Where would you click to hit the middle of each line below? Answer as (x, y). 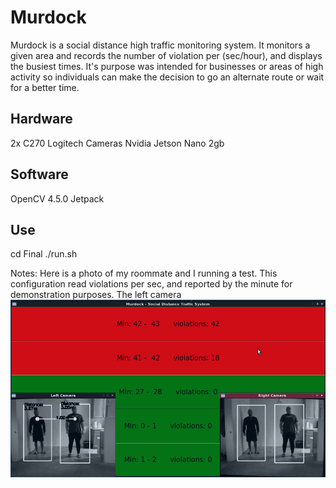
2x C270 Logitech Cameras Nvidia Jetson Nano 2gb (117, 143)
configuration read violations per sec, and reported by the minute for (151, 284)
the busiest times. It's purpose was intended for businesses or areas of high (167, 66)
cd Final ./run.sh (44, 254)
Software (39, 174)
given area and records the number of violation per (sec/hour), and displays (166, 55)
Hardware (41, 119)
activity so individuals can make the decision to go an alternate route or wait (167, 77)
